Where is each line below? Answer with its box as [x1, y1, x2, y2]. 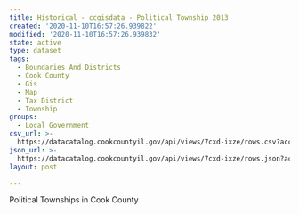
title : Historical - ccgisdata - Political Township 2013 [9, 12, 229, 22]
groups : [9, 112, 38, 121]
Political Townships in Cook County [9, 194, 140, 205]
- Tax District [17, 95, 74, 105]
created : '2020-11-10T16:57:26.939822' [9, 21, 158, 30]
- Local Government [17, 121, 90, 130]
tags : [9, 54, 29, 63]
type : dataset [9, 46, 62, 55]
